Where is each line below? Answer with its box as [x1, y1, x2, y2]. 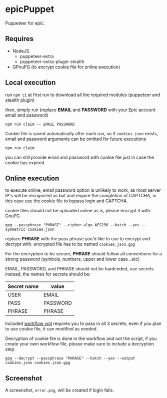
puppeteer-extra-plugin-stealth [19, 59, 84, 65]
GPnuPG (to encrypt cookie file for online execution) [12, 64, 120, 70]
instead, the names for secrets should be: [5, 271, 91, 277]
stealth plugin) [5, 97, 35, 103]
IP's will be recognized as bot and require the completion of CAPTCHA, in [5, 193, 156, 199]
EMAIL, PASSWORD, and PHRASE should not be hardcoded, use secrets [5, 266, 154, 272]
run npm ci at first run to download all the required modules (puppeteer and [5, 92, 160, 98]
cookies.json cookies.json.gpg [5, 360, 70, 365]
